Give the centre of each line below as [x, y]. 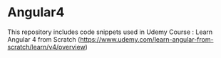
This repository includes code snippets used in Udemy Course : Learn [110, 32]
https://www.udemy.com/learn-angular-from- [147, 39]
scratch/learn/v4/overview [46, 47]
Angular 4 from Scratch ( [44, 39]
